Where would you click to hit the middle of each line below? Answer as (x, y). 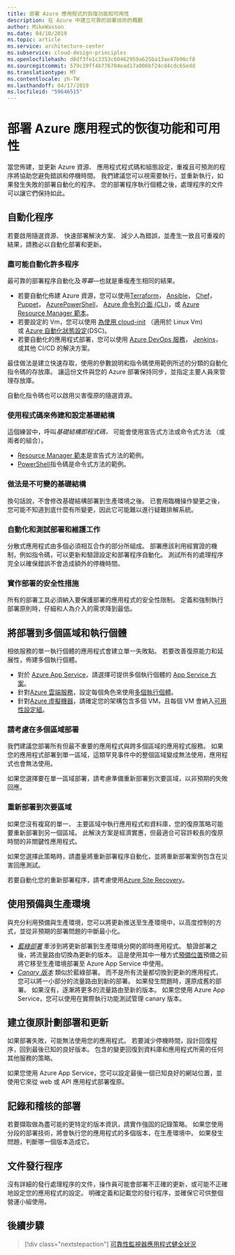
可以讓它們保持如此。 (38, 193)
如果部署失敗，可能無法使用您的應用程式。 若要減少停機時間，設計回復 (109, 1041)
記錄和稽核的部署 (44, 1106)
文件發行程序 (35, 1166)
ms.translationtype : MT (42, 72)
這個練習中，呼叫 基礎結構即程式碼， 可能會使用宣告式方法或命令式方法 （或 (116, 432)
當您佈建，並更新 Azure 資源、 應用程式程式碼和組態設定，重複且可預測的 (113, 167)
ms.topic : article (34, 40)
